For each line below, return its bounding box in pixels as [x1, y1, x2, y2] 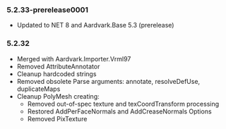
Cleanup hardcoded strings [16, 69, 97, 78]
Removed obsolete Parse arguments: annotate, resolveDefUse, [16, 77, 201, 85]
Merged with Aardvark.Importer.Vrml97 [16, 54, 131, 63]
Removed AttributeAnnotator [16, 62, 100, 70]
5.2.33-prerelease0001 [6, 5, 89, 15]
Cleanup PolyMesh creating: [16, 92, 100, 100]
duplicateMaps [16, 85, 61, 93]
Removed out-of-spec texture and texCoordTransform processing [27, 99, 220, 108]
